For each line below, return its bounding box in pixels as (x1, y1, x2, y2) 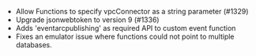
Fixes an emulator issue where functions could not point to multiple (15, 32, 235, 41)
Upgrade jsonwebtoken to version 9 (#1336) (15, 15, 160, 24)
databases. (15, 40, 53, 50)
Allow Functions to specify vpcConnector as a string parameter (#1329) (15, 7, 249, 16)
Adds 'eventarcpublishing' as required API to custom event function (15, 24, 236, 32)
